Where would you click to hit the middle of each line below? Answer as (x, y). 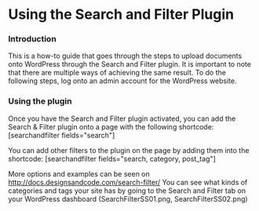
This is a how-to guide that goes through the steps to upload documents (125, 56)
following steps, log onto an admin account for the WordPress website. (122, 81)
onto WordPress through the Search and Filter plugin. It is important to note (129, 64)
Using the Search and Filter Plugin (121, 15)
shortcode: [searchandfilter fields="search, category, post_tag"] (112, 158)
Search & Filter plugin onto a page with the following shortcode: (111, 126)
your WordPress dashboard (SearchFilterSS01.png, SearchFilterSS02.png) (128, 198)
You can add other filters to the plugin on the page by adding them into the (129, 150)
